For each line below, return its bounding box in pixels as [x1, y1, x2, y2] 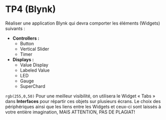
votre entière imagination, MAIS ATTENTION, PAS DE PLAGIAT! [5, 109, 135, 115]
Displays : [12, 56, 34, 62]
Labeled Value [20, 67, 50, 73]
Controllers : [12, 35, 39, 41]
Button [20, 40, 34, 46]
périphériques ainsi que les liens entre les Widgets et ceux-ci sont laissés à [5, 103, 161, 109]
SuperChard [20, 83, 45, 89]
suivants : [5, 25, 25, 31]
